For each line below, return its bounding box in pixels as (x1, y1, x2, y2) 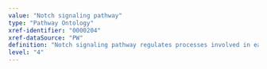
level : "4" (8, 48, 44, 56)
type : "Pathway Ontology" (8, 19, 94, 27)
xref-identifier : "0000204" (8, 26, 102, 34)
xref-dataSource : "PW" (8, 33, 83, 42)
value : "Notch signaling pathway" (8, 11, 123, 20)
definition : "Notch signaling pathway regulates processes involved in (8, 41, 250, 49)
